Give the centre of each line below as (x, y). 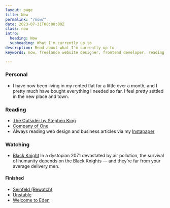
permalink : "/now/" (26, 19)
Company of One (30, 126)
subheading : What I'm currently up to (51, 43)
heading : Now (24, 39)
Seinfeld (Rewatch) (32, 189)
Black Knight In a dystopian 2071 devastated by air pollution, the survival (88, 156)
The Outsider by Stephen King (44, 121)
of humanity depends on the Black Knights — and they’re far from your (87, 161)
